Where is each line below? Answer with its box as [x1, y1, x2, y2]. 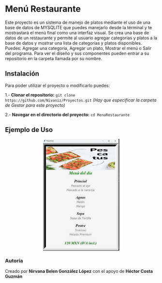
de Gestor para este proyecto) [5, 102, 65, 108]
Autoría [5, 257, 23, 264]
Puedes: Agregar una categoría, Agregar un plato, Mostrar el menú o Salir [5, 45, 152, 51]
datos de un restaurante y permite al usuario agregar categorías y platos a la [5, 35, 158, 41]
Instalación [5, 69, 40, 78]
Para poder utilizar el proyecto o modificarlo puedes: [5, 83, 110, 88]
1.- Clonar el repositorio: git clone [5, 92, 75, 98]
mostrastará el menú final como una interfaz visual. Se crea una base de [5, 30, 149, 35]
